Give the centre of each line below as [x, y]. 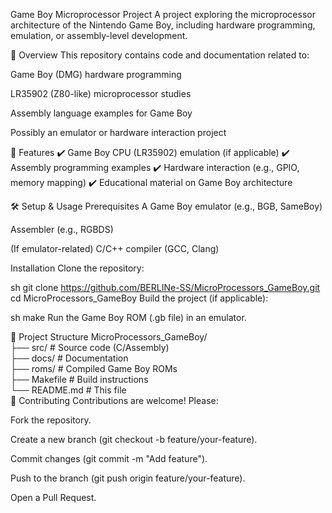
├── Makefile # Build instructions [79, 379]
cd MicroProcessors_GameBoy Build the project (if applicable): [139, 298]
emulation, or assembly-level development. [99, 35]
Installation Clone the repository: [77, 268]
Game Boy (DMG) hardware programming [96, 74]
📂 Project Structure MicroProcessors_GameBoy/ [109, 337]
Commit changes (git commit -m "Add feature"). [109, 458]
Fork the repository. [51, 420]
